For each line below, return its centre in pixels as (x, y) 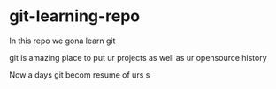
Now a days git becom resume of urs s (80, 74)
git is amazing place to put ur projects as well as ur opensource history (138, 57)
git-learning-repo (75, 16)
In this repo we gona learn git (62, 41)
